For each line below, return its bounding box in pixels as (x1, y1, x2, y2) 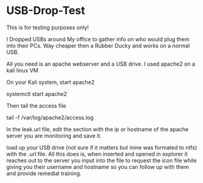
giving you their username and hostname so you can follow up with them (6, 163, 189, 170)
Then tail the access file (6, 102, 66, 109)
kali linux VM (6, 66, 38, 74)
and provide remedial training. (6, 170, 82, 177)
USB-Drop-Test (6, 4, 85, 18)
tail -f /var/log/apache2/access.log (6, 114, 94, 121)
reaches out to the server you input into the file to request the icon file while (6, 156, 197, 164)
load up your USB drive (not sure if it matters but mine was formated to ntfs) (6, 143, 198, 151)
